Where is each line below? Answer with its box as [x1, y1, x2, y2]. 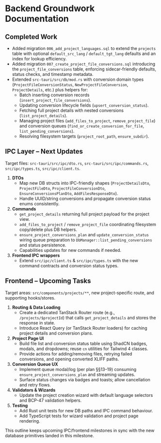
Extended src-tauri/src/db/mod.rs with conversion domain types [12, 76, 144, 82]
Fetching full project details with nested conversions [19, 107, 124, 113]
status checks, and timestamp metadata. [12, 71, 94, 77]
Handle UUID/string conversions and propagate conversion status [19, 195, 151, 201]
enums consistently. [19, 200, 60, 207]
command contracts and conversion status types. [19, 263, 119, 268]
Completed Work [5, 33, 57, 41]
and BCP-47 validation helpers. [19, 397, 81, 403]
